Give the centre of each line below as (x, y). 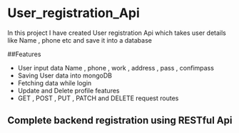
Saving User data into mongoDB (65, 75)
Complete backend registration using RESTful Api (120, 121)
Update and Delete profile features (68, 90)
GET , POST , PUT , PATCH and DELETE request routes (98, 98)
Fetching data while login (55, 83)
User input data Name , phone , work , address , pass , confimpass (116, 68)
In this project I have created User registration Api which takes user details (117, 33)
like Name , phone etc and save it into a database (80, 40)
